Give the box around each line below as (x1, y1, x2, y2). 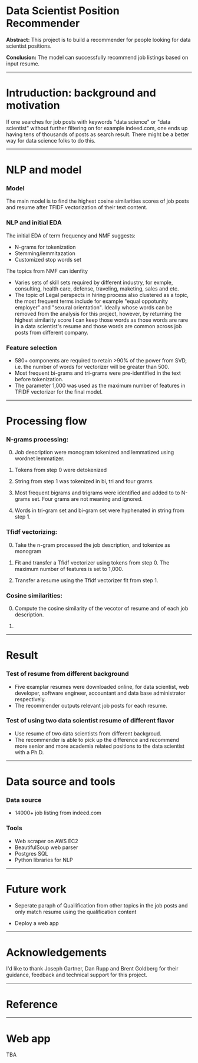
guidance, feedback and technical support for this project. (6, 971, 147, 979)
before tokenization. (14, 375, 64, 382)
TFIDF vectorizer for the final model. (14, 388, 103, 395)
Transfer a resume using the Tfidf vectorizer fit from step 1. (14, 576, 159, 584)
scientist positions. (6, 42, 52, 49)
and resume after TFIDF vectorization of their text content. (6, 204, 148, 211)
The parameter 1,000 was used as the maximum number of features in (14, 382, 186, 389)
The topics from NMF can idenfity (6, 267, 88, 275)
